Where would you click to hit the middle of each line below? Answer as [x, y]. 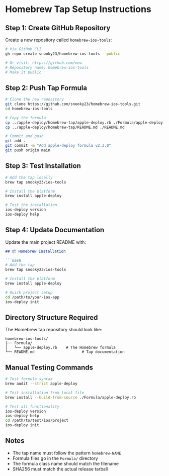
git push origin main [28, 150]
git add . [16, 141]
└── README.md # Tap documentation [65, 352]
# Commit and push [24, 136]
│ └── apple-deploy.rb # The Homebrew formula [60, 348]
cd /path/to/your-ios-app [32, 297]
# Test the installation [31, 205]
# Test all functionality [32, 406]
